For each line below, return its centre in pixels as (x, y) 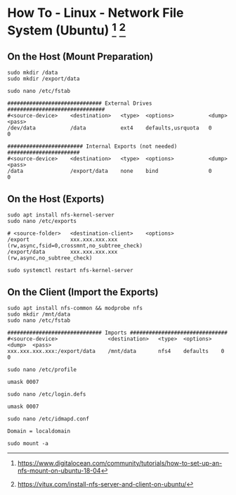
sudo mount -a (28, 443)
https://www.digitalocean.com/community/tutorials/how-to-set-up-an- (120, 463)
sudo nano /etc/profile (42, 369)
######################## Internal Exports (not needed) (92, 147)
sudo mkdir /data (33, 73)
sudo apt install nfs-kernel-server (61, 215)
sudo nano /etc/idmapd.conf (48, 419)
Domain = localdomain (39, 431)
